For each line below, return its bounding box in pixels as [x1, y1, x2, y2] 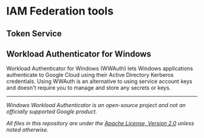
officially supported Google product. [6, 108, 97, 116]
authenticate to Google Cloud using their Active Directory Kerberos [6, 71, 174, 79]
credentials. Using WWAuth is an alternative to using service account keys [6, 77, 192, 85]
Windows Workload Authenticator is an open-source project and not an [6, 102, 186, 109]
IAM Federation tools [6, 4, 114, 18]
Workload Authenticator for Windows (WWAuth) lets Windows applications [6, 65, 193, 72]
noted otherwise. [6, 126, 49, 134]
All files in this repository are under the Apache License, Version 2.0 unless [6, 120, 194, 127]
